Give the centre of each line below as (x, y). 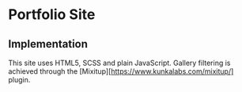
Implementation (48, 44)
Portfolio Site (52, 15)
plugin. (19, 80)
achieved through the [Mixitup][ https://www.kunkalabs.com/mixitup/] (121, 71)
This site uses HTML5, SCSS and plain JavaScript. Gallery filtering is (119, 63)
